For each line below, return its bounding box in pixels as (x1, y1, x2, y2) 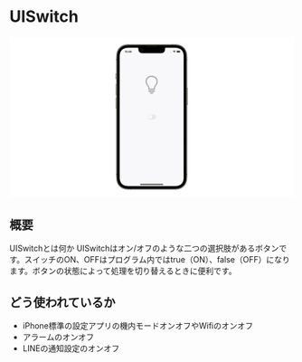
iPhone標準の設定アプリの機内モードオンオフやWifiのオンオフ (22, 320, 253, 331)
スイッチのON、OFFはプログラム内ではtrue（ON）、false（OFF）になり (24, 254, 291, 265)
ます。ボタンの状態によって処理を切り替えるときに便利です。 (9, 265, 237, 277)
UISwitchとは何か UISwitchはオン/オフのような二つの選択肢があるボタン (9, 243, 279, 254)
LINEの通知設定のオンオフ (22, 343, 120, 354)
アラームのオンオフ (22, 332, 95, 343)
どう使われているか (9, 294, 116, 310)
